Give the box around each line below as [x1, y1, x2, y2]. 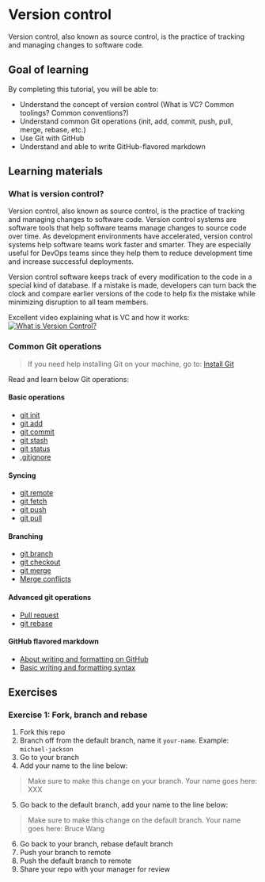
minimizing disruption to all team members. [8, 297, 149, 307]
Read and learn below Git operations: [8, 374, 129, 384]
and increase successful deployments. [8, 257, 134, 266]
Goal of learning [8, 63, 89, 77]
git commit [19, 426, 55, 437]
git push [19, 505, 47, 514]
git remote [19, 488, 54, 498]
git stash [19, 435, 48, 445]
